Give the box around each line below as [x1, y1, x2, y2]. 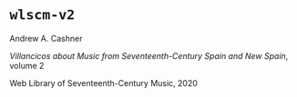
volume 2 [9, 60, 45, 71]
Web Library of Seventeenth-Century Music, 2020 [9, 77, 199, 88]
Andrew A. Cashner [9, 33, 83, 44]
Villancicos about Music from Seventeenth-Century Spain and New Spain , [9, 50, 289, 61]
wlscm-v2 [9, 6, 76, 24]
